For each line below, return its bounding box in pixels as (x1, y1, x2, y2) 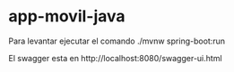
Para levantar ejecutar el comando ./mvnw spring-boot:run (8, 36, 226, 46)
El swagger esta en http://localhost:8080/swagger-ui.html (8, 52, 222, 63)
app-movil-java (8, 6, 126, 27)
